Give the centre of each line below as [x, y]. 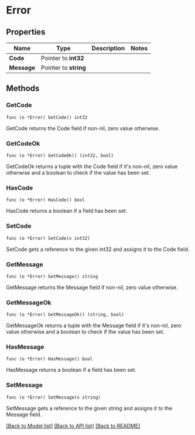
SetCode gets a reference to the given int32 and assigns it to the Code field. [98, 249]
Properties [26, 32]
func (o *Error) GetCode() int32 [47, 117]
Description [108, 48]
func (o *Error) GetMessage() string [52, 276]
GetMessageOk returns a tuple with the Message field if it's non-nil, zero [94, 325]
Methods [23, 89]
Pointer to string [63, 68]
